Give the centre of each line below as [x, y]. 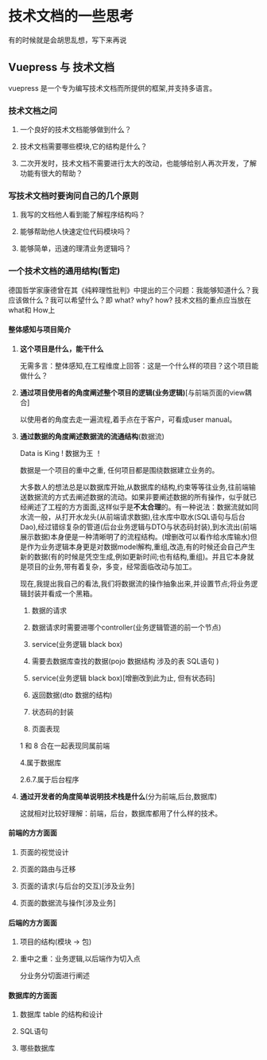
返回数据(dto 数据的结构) [72, 695]
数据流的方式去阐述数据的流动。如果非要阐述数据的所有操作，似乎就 [138, 497]
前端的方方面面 [33, 833]
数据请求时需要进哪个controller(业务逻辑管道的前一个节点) [126, 627]
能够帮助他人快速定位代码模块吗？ [75, 232]
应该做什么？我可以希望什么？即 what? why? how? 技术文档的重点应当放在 [130, 300]
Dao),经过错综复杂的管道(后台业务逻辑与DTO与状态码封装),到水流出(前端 [138, 527]
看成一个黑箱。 [72, 593]
